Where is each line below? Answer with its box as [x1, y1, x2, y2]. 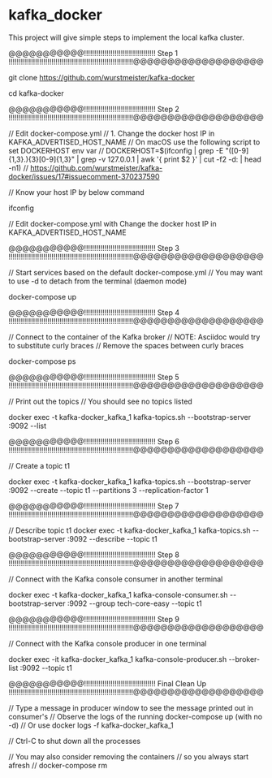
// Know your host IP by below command [8, 187, 145, 197]
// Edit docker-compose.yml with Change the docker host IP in [8, 218, 217, 228]
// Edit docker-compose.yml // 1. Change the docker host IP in [8, 128, 215, 138]
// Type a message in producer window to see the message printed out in [8, 702, 254, 712]
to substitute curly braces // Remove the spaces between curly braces [8, 340, 244, 350]
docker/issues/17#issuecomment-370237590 [8, 171, 160, 181]
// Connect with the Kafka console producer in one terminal [8, 638, 207, 648]
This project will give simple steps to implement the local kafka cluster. [8, 32, 245, 42]
